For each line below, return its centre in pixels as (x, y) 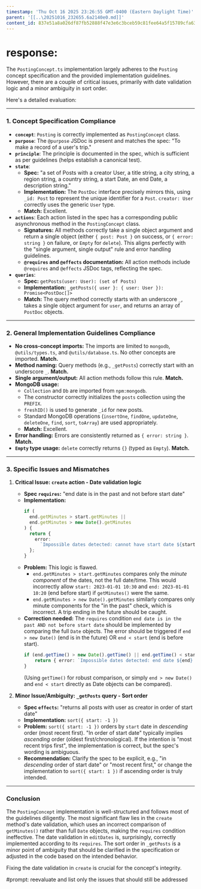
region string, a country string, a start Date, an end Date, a (95, 179)
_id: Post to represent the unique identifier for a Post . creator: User (109, 198)
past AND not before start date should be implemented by (98, 625)
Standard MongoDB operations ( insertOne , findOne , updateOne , (101, 416)
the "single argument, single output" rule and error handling (98, 249)
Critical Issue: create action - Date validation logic (78, 482)
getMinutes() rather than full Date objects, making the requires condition (96, 831)
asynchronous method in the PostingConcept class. (77, 223)
